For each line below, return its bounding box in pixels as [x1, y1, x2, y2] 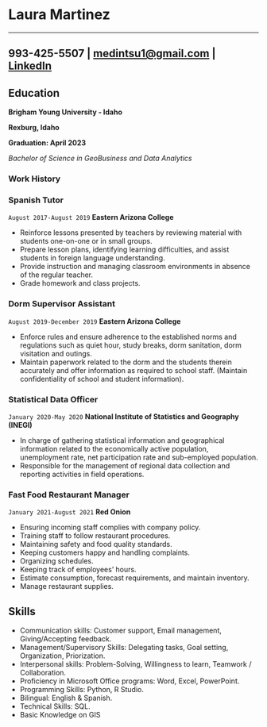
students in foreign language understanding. [19, 253, 165, 263]
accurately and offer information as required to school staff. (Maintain [19, 365, 248, 375]
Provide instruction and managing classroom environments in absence [19, 262, 250, 271]
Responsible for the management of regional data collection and [19, 460, 230, 470]
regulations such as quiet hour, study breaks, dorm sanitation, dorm [19, 340, 242, 350]
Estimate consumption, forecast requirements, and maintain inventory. [19, 573, 250, 583]
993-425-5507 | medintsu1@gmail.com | [8, 47, 216, 60]
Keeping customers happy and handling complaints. [19, 548, 191, 557]
